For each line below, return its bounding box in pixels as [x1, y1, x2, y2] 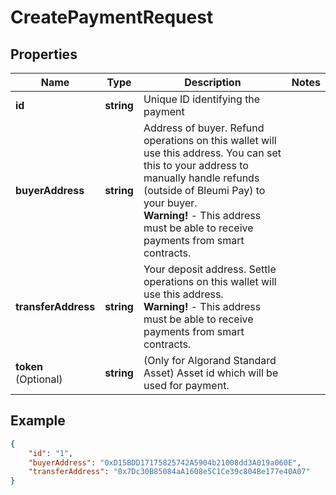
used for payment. [143, 379, 230, 392]
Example [10, 412, 66, 430]
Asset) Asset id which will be [143, 366, 279, 380]
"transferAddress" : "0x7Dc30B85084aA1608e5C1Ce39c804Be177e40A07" [28, 467, 311, 477]
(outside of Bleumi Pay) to [143, 184, 266, 197]
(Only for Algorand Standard [143, 354, 277, 367]
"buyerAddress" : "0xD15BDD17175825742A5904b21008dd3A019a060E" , [28, 457, 302, 468]
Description [184, 76, 242, 89]
